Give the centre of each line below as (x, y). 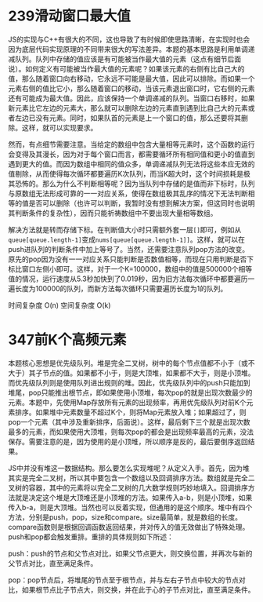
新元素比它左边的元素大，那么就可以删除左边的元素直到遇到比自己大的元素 (128, 108)
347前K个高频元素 (67, 340)
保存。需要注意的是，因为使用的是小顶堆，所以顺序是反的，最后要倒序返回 (128, 441)
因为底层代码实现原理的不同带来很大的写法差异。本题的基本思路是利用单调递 (131, 49)
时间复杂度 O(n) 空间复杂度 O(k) (59, 305)
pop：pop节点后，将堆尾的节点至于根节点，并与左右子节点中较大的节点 (124, 580)
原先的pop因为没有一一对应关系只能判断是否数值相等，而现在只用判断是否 (128, 259)
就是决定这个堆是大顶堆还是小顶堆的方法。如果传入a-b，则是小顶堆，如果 (133, 497)
